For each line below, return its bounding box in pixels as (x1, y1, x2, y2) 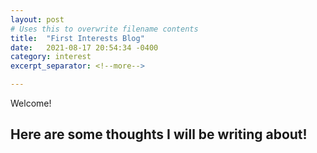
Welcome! (10, 97, 52, 109)
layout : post (10, 14, 65, 25)
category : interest (10, 52, 92, 62)
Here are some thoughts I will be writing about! (10, 126, 308, 143)
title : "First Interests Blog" (10, 33, 145, 43)
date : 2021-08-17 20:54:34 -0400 (10, 42, 159, 53)
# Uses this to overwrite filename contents (10, 24, 199, 34)
